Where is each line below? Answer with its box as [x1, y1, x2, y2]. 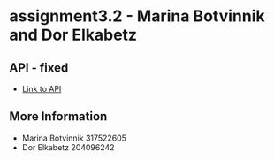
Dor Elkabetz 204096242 [21, 141, 115, 152]
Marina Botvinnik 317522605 [21, 133, 126, 143]
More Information [9, 109, 108, 125]
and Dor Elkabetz [9, 25, 138, 45]
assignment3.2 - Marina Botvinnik [9, 6, 265, 27]
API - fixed [9, 60, 69, 75]
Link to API [21, 84, 62, 94]
